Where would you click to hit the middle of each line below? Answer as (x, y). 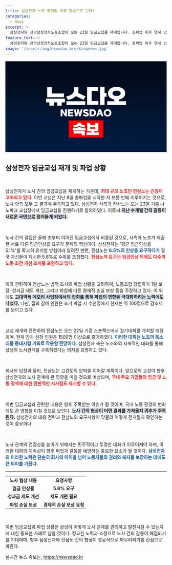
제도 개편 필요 (64, 496)
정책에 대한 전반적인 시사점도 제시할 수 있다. (54, 384)
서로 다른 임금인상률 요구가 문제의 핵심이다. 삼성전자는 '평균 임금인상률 (81, 244)
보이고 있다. (22, 310)
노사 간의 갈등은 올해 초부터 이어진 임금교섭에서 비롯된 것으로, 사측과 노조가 (80, 238)
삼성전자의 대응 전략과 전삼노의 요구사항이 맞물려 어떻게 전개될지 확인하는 (89, 417)
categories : (18, 16)
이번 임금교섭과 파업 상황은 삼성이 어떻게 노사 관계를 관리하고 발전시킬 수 (78, 527)
